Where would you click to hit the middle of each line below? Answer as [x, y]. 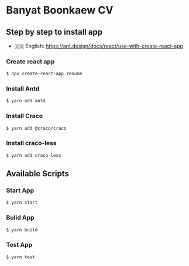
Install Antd [23, 89]
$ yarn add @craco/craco [36, 128]
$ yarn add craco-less [34, 155]
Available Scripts [37, 174]
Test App [19, 245]
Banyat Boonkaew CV [60, 10]
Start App [20, 190]
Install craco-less [31, 143]
